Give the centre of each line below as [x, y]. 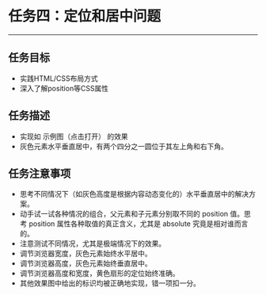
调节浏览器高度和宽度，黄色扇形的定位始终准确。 [99, 274]
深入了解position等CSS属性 [64, 88]
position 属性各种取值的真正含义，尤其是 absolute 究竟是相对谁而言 [139, 224]
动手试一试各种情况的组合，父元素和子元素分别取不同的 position [124, 214]
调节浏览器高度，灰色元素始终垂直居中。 [85, 263]
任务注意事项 [40, 173]
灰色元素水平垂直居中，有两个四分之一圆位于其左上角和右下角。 [123, 146]
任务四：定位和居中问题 [85, 16]
